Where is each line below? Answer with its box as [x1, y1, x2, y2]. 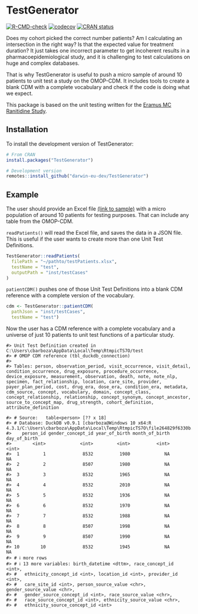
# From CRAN [6, 152, 35, 157]
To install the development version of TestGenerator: [6, 140, 134, 147]
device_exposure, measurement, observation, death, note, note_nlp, [6, 374, 178, 380]
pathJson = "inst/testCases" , [11, 309, 85, 315]
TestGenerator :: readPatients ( [6, 253, 81, 260]
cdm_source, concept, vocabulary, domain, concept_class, [6, 389, 151, 395]
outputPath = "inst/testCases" [11, 270, 88, 275]
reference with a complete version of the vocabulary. [6, 292, 135, 299]
